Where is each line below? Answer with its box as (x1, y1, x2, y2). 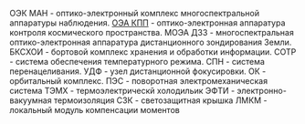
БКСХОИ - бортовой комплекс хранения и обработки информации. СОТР (9, 46, 297, 57)
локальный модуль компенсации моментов (9, 105, 180, 115)
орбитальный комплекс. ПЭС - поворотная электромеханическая (9, 76, 268, 86)
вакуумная (9, 95, 52, 106)
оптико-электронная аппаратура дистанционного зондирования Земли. (9, 36, 292, 47)
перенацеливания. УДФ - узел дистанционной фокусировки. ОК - (9, 66, 267, 77)
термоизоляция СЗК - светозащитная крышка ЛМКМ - (53, 95, 268, 106)
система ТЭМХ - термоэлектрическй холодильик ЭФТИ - (9, 86, 236, 96)
